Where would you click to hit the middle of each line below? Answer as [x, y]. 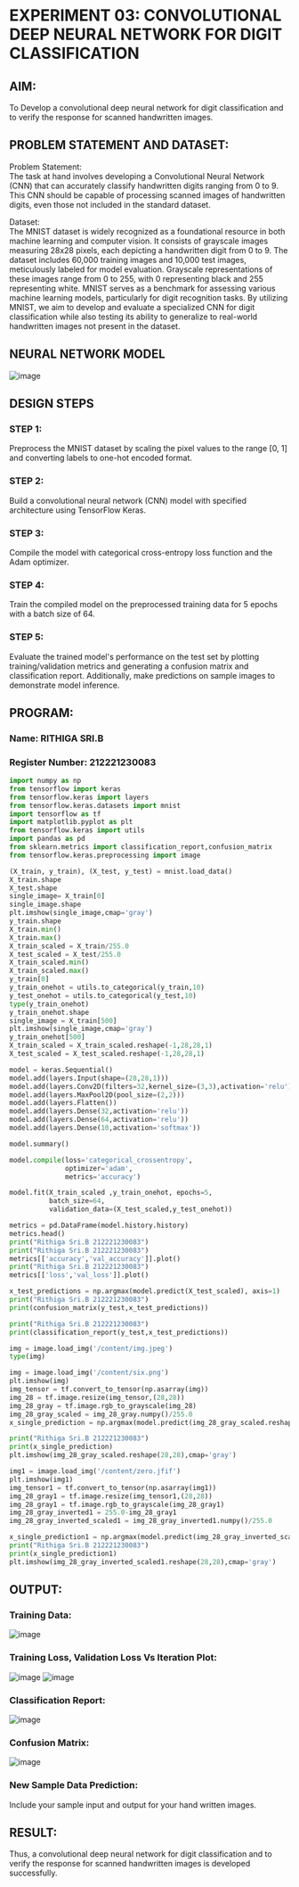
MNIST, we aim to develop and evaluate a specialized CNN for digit [132, 307]
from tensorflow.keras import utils [77, 830]
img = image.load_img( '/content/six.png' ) [89, 1373]
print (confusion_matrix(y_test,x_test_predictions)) [109, 1307]
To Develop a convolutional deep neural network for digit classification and [146, 107]
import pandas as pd [48, 839]
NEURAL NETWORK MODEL [88, 354]
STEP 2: [27, 481]
